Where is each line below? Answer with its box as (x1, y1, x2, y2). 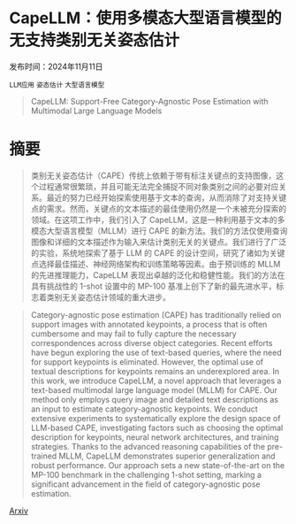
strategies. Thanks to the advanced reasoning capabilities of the (30, 441, 266, 451)
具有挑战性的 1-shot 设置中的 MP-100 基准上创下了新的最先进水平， (30, 281, 277, 291)
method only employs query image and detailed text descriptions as (30, 394, 278, 405)
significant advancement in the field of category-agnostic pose (30, 479, 261, 489)
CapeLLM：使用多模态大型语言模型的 (9, 8, 283, 28)
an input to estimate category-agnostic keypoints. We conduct (30, 404, 258, 414)
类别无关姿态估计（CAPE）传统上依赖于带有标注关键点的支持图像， (30, 170, 277, 181)
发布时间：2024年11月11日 (9, 61, 103, 72)
